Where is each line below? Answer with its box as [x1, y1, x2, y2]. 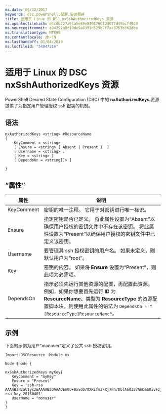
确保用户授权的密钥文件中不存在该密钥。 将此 [43, 223, 149, 230]
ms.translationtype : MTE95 [5, 30, 61, 35]
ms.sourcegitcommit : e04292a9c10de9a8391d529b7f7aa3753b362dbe [5, 26, 138, 31]
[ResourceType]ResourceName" [43, 311, 113, 317]
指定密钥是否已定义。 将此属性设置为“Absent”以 [43, 216, 156, 223]
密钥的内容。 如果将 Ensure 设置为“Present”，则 [43, 264, 157, 271]
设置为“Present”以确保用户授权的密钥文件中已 [48, 231, 156, 238]
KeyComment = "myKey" [11, 374, 56, 379]
